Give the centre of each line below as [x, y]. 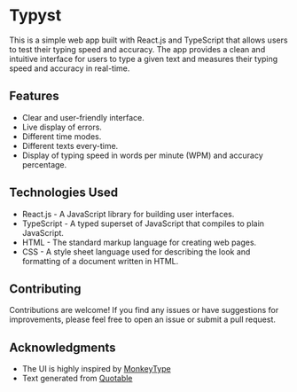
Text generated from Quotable [77, 379]
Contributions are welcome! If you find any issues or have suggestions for [144, 310]
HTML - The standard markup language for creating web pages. [139, 242]
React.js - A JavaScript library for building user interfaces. [128, 214]
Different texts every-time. [70, 145]
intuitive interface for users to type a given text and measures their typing [144, 59]
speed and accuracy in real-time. [70, 68]
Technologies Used [63, 193]
